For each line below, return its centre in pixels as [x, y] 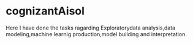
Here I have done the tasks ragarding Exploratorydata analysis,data [91, 28]
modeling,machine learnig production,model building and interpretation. [96, 34]
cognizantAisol [45, 11]
